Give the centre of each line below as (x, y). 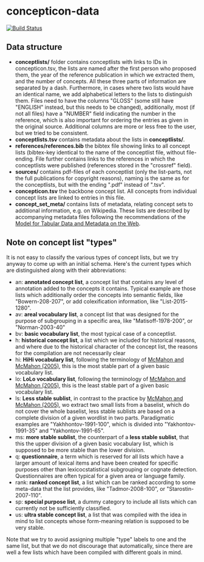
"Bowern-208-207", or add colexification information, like (87, 301)
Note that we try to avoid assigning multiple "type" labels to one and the (96, 539)
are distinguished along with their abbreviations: (66, 270)
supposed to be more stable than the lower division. (80, 450)
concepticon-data (53, 11)
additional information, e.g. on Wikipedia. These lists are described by (102, 210)
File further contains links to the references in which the (105, 159)
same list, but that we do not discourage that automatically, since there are (100, 546)
